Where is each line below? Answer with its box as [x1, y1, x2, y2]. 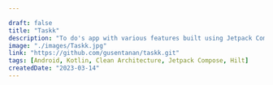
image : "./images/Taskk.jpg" [8, 41, 107, 49]
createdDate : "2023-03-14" [8, 64, 100, 73]
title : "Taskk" [8, 26, 60, 35]
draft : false [8, 19, 53, 27]
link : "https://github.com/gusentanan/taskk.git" [8, 49, 180, 57]
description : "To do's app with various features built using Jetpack [8, 34, 253, 42]
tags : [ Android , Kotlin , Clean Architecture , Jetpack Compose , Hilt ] [8, 57, 249, 65]
